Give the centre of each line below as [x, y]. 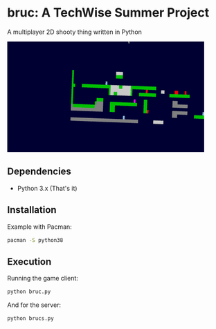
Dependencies [39, 172]
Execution [29, 262]
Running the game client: [43, 279]
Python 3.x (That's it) [47, 188]
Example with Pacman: [40, 227]
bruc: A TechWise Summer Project [108, 13]
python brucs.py [30, 319]
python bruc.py [29, 292]
